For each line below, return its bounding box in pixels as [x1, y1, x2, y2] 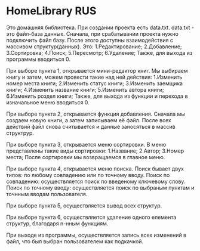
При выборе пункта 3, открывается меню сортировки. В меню [6, 141, 167, 148]
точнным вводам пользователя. [6, 190, 88, 197]
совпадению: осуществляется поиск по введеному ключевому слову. [6, 178, 186, 185]
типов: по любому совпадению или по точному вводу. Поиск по [6, 171, 170, 178]
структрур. [6, 129, 35, 137]
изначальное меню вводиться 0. [6, 98, 90, 106]
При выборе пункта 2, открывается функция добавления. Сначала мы [6, 110, 185, 117]
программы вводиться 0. [6, 55, 70, 63]
